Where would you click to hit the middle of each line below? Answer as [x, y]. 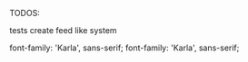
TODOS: [25, 13]
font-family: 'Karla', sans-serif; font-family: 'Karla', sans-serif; [124, 48]
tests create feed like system [63, 30]
